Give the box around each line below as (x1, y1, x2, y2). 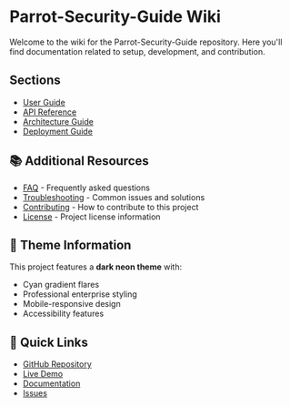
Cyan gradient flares (22, 280, 100, 290)
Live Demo (22, 369, 64, 380)
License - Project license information (22, 211, 161, 222)
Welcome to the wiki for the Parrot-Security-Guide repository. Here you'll (9, 36, 283, 47)
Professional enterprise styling (22, 289, 138, 300)
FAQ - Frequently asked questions (22, 182, 150, 193)
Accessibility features (22, 308, 105, 320)
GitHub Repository (22, 359, 93, 370)
